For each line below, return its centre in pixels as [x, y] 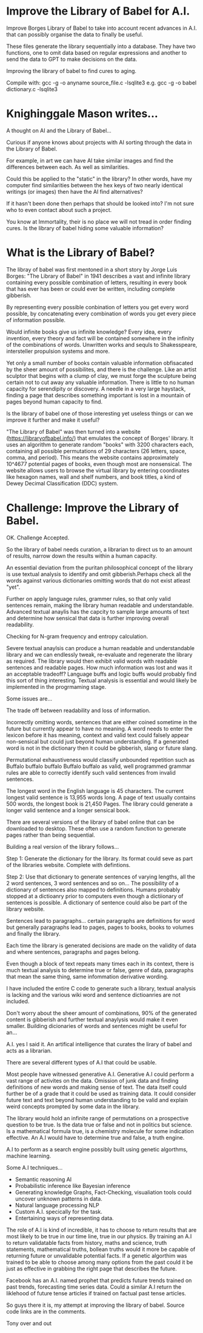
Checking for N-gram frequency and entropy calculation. [77, 636]
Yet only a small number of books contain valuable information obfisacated [100, 363]
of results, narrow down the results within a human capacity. [82, 556]
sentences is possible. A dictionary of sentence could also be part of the [97, 902]
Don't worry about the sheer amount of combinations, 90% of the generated [101, 1013]
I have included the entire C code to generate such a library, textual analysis [101, 988]
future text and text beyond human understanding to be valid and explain [97, 1100]
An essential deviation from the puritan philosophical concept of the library [100, 567]
